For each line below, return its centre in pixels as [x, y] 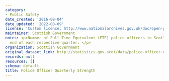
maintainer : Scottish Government [40, 33]
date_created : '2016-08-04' [35, 19]
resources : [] [20, 61]
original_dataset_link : [30, 52]
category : [16, 10]
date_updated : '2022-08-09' [35, 24]
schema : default [22, 66]
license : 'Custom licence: [33, 29]
